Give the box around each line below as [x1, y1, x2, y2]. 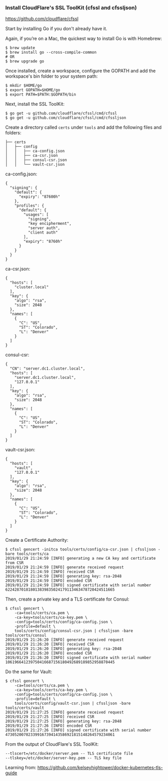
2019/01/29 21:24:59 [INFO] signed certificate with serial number [5, 583, 152, 588]
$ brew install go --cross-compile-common [5, 50, 97, 55]
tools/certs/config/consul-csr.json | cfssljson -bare [14, 628, 133, 634]
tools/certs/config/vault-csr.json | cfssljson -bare [14, 701, 131, 706]
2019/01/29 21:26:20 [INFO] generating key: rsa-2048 [5, 646, 122, 652]
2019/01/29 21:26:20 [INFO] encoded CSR [5, 651, 93, 656]
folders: [5, 130, 21, 136]
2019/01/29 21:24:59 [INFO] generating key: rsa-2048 [5, 574, 122, 579]
